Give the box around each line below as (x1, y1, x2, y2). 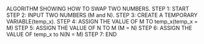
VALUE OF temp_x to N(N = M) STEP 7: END (6, 31, 117, 38)
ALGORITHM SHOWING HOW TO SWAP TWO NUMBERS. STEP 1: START (6, 5, 189, 12)
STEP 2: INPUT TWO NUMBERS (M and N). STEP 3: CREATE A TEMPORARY (6, 11, 198, 19)
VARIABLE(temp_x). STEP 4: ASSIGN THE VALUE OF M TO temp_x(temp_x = (6, 18, 199, 25)
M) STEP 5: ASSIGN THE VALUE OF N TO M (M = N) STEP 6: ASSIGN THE (6, 24, 192, 31)
